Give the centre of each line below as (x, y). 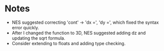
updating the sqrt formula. (38, 38)
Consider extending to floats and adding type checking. (69, 43)
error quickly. (25, 27)
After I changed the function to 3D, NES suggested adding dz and (79, 33)
